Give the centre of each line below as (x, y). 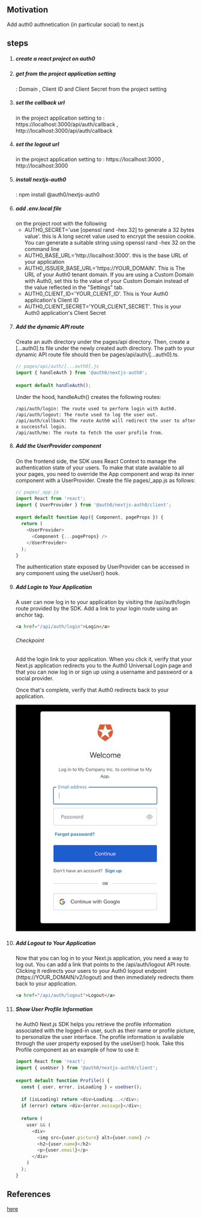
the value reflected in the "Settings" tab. (74, 287)
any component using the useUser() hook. (68, 573)
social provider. (34, 678)
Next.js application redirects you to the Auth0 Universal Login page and (104, 665)
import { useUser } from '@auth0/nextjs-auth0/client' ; (87, 1068)
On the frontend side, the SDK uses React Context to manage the (96, 461)
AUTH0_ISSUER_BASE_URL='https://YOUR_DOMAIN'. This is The (105, 268)
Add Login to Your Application (54, 587)
